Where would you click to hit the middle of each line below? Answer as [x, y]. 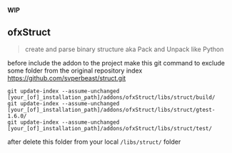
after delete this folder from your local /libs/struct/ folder [94, 142]
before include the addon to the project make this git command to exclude [116, 63]
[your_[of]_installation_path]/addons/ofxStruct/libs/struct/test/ [110, 129]
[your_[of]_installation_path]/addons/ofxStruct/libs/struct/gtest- [111, 110]
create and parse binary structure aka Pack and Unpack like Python [124, 49]
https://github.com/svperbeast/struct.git [67, 78]
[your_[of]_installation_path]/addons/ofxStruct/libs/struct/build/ [111, 97]
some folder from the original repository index [75, 70]
